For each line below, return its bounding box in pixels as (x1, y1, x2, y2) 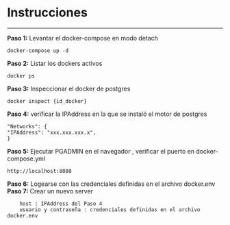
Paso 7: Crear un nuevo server (7, 187, 94, 195)
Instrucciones (7, 5, 88, 21)
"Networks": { (7, 123, 48, 130)
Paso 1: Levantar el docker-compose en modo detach (7, 34, 159, 42)
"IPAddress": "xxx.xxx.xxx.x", (7, 129, 97, 136)
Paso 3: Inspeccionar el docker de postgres (7, 84, 131, 93)
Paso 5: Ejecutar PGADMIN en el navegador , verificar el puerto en (7, 147, 195, 155)
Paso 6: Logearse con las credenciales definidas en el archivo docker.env (7, 180, 216, 188)
